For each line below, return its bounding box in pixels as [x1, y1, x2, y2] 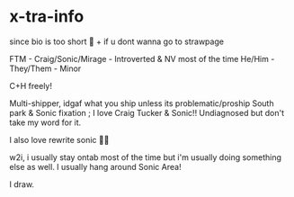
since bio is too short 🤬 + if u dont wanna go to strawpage [9, 36, 225, 47]
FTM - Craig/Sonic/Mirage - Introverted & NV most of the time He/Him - [9, 53, 275, 64]
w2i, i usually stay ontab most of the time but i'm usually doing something [9, 151, 281, 163]
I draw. [9, 178, 34, 190]
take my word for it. [9, 117, 82, 128]
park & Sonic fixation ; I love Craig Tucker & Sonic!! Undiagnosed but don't [9, 107, 285, 118]
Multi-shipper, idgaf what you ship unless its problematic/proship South [9, 97, 274, 109]
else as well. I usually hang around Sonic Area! [9, 161, 182, 172]
